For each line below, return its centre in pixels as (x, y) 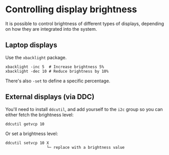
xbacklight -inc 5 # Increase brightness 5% (55, 67)
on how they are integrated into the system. (51, 29)
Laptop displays (31, 45)
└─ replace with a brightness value (86, 147)
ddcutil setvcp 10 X (27, 143)
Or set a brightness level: (32, 134)
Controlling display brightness (71, 9)
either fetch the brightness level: (39, 115)
